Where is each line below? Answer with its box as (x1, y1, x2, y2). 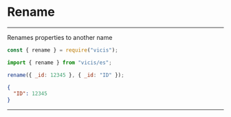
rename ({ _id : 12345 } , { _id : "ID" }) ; (7, 72, 125, 78)
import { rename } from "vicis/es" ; (7, 59, 112, 66)
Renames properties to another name (7, 33, 113, 41)
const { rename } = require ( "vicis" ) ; (7, 46, 118, 54)
